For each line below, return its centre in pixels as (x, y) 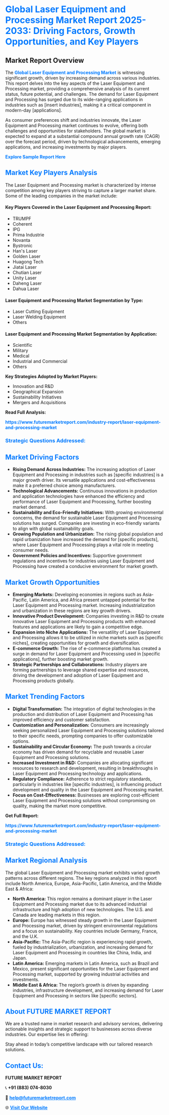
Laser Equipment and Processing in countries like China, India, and (82, 952)
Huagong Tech (28, 262)
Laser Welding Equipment (39, 317)
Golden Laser (26, 257)
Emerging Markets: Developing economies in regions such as (77, 594)
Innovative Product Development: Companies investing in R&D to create (88, 616)
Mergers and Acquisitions (39, 403)
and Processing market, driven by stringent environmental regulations (85, 925)
